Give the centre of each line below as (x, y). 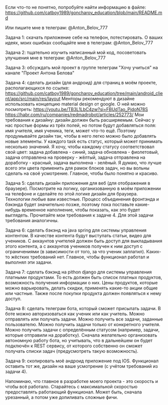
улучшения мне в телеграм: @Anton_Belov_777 (55, 58)
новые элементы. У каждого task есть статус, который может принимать (84, 141)
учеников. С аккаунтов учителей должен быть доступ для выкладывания (84, 241)
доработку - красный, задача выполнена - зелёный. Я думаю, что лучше (83, 163)
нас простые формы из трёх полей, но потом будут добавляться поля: (81, 125)
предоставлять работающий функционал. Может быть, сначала (73, 392)
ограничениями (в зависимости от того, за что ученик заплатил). (75, 251)
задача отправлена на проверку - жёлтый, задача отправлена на (75, 157)
